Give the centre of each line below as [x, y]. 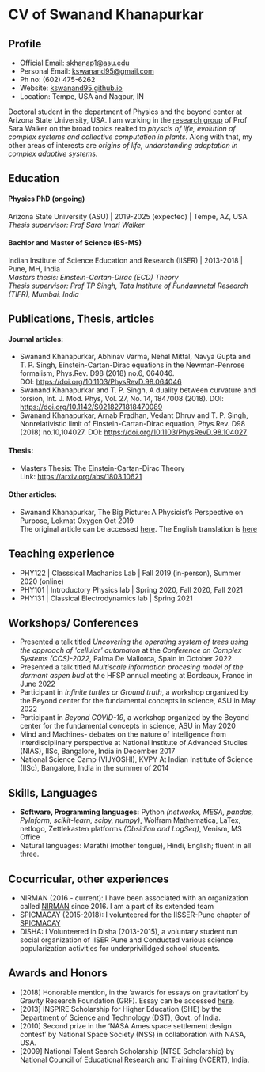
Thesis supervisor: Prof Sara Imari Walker [76, 225]
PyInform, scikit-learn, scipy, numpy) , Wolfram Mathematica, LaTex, [130, 820]
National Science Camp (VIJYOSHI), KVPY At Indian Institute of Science [136, 759]
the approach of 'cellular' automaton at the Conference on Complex [131, 650]
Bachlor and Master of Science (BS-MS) [75, 243]
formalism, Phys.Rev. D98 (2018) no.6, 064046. [97, 373]
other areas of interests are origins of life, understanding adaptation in [123, 145]
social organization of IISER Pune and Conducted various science [126, 940]
